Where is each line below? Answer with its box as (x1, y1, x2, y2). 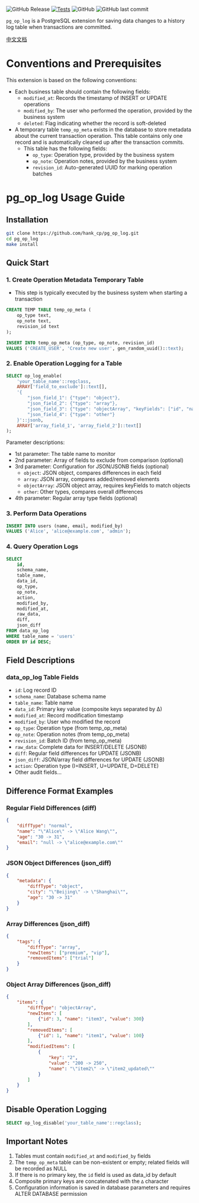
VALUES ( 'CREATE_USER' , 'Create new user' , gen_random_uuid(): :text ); (6, 345, 184, 351)
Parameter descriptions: (6, 439, 65, 446)
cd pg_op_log (6, 235, 38, 242)
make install (6, 241, 38, 247)
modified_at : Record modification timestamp (14, 712, 124, 719)
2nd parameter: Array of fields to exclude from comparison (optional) (14, 456, 184, 464)
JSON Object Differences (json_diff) (6, 859, 111, 867)
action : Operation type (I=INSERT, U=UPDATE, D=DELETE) (14, 763, 159, 770)
